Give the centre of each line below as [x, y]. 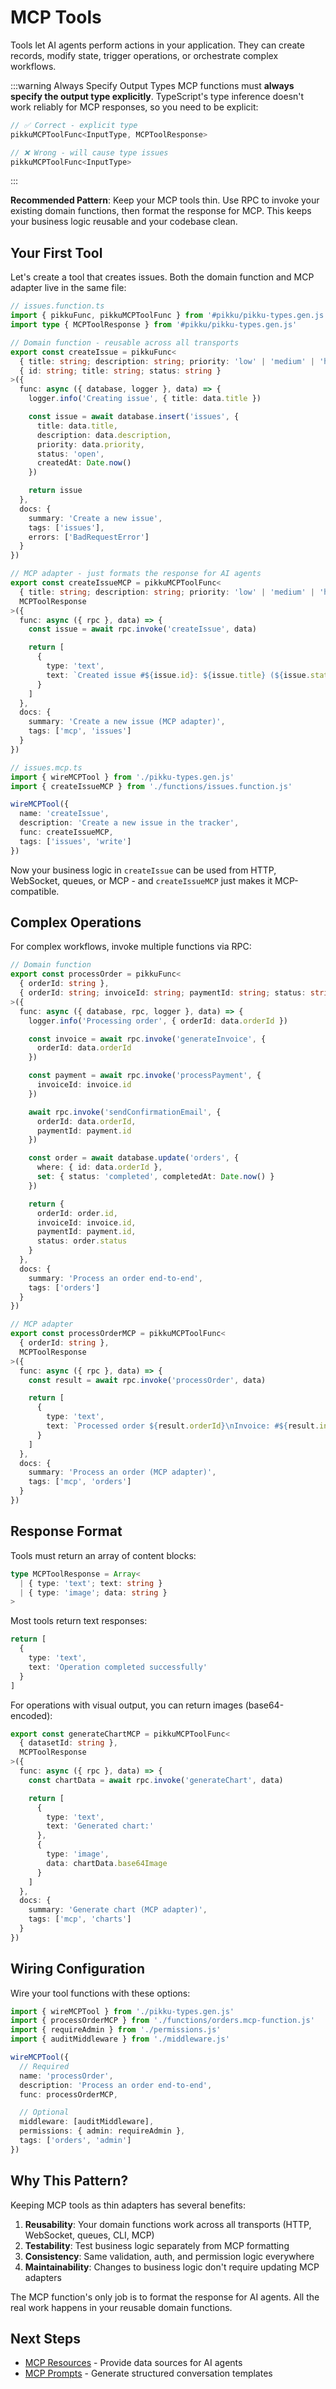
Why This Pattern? [69, 2181]
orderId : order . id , [77, 1213]
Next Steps [45, 2339]
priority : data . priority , [90, 444]
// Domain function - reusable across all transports [125, 342]
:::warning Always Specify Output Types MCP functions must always [152, 85]
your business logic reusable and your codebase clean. [124, 222]
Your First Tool [56, 252]
